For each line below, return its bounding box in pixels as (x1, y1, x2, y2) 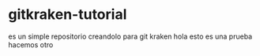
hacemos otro (8, 39, 54, 49)
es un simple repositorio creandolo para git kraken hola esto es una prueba (8, 32, 253, 41)
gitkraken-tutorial (8, 6, 127, 24)
